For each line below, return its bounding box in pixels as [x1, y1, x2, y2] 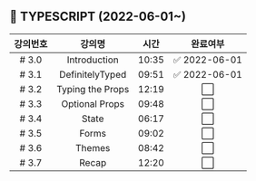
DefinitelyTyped [58, 68, 127, 81]
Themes [75, 141, 111, 154]
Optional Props [61, 97, 125, 110]
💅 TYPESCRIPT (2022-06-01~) [9, 9, 186, 24]
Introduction [66, 53, 120, 66]
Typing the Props [55, 82, 130, 95]
